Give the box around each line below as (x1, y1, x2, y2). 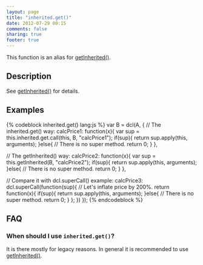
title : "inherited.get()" (6, 15, 72, 21)
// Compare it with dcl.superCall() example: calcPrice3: (6, 176, 144, 184)
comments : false (6, 25, 47, 32)
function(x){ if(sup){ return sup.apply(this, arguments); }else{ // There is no (6, 189, 194, 197)
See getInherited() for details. (6, 87, 80, 95)
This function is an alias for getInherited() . (6, 54, 111, 61)
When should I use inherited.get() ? (6, 232, 115, 240)
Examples (6, 105, 44, 115)
